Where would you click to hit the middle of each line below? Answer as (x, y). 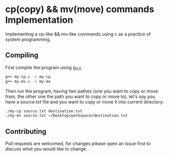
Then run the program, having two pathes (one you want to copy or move (82, 91)
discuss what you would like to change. (46, 149)
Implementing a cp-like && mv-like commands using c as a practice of (78, 34)
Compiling (22, 55)
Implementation (39, 20)
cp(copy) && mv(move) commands (80, 9)
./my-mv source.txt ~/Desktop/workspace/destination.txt (67, 116)
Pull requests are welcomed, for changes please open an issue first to (78, 144)
